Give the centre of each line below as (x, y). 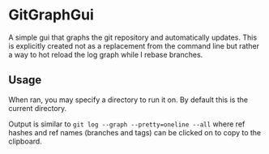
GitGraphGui (51, 15)
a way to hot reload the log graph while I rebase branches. (106, 54)
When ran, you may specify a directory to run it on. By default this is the (128, 100)
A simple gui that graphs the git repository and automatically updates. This (133, 37)
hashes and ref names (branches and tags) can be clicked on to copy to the (135, 132)
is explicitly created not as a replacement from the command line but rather (134, 45)
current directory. (38, 108)
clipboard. (25, 141)
